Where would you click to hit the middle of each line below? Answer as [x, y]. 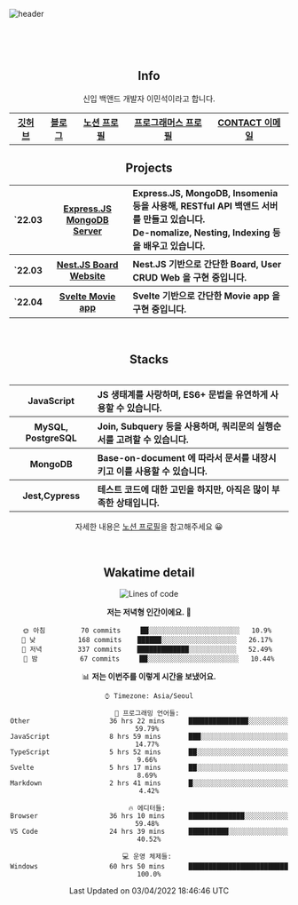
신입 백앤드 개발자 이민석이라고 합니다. [149, 99]
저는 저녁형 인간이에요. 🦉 [149, 612]
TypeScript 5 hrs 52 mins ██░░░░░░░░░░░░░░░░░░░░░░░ [149, 752]
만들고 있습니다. [174, 219]
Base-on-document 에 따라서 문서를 [173, 458]
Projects [149, 168]
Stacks [149, 360]
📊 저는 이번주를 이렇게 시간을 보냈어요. [149, 677]
